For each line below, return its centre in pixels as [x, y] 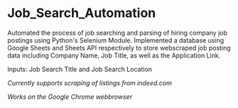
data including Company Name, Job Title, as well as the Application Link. [114, 55]
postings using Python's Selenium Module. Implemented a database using [116, 40]
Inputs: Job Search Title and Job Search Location [80, 69]
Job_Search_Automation [82, 13]
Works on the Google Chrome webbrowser [70, 97]
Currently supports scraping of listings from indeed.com [90, 82]
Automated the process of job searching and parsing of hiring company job [118, 33]
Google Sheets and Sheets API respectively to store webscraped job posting [119, 48]
